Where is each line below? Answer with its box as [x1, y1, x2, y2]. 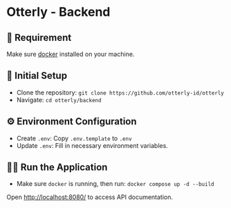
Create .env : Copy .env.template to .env [16, 134, 132, 142]
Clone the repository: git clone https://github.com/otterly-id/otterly [16, 88, 224, 97]
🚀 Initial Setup [6, 70, 67, 82]
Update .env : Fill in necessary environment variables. [16, 141, 169, 149]
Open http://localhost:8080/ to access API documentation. [6, 193, 174, 201]
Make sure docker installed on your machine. [6, 50, 135, 58]
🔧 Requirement [6, 32, 72, 44]
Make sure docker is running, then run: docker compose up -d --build [16, 180, 214, 188]
